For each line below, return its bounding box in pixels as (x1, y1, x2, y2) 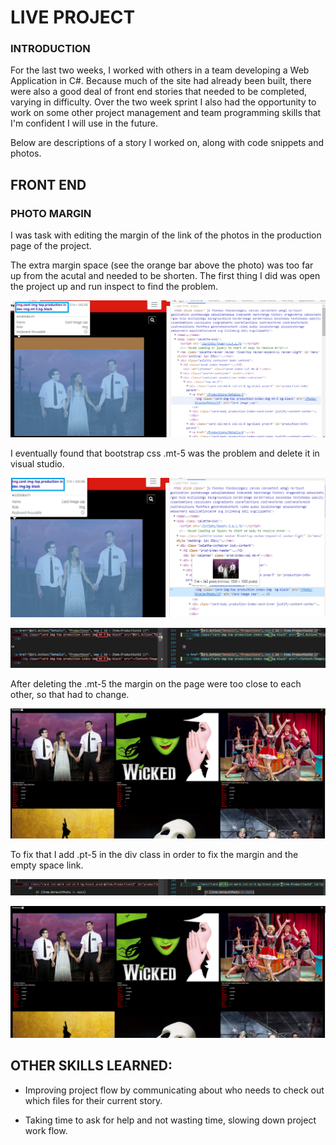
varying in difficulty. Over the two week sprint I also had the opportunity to (10, 96, 317, 108)
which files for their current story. (24, 1094, 163, 1106)
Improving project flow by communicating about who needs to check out (24, 1084, 325, 1096)
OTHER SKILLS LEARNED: (10, 1057, 173, 1075)
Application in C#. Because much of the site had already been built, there (10, 75, 312, 87)
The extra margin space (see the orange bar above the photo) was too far (10, 259, 314, 271)
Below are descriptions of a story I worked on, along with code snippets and (10, 137, 324, 149)
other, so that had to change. (10, 688, 130, 700)
